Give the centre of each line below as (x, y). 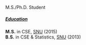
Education (17, 19)
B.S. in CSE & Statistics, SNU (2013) (43, 37)
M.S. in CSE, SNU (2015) (31, 31)
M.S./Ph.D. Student (25, 7)
